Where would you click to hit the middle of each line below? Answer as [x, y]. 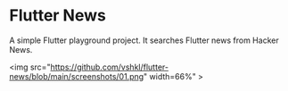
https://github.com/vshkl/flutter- [110, 67]
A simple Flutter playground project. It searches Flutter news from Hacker [144, 40]
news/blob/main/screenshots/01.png [77, 76]
